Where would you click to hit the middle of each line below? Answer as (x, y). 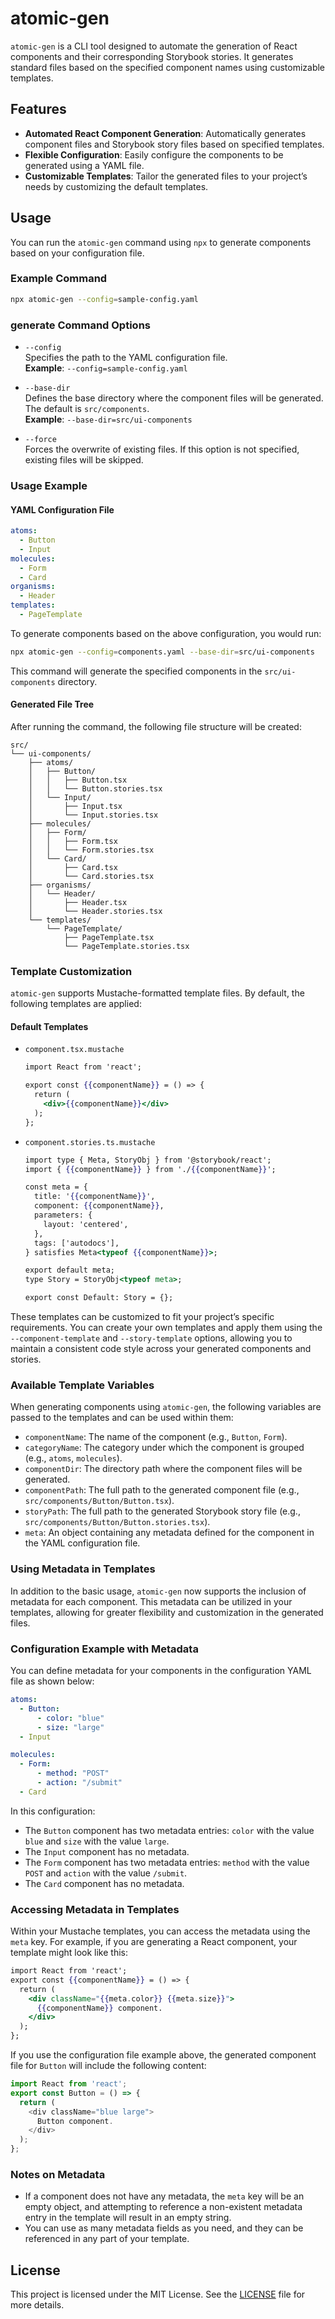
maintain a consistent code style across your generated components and (161, 1349)
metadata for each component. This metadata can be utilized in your (151, 1601)
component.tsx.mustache (74, 1050)
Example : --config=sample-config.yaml (106, 368)
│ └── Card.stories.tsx (91, 876)
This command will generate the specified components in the (136, 671)
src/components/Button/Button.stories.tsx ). (117, 1522)
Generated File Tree (52, 704)
